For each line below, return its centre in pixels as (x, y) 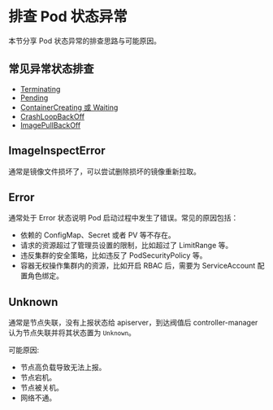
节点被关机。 (41, 388)
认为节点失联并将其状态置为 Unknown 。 (72, 333)
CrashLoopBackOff (52, 116)
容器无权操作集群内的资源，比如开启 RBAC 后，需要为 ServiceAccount (138, 266)
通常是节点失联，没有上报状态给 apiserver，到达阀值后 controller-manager (133, 323)
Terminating (40, 89)
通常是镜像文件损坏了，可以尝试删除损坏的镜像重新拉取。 (104, 171)
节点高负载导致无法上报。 (63, 368)
